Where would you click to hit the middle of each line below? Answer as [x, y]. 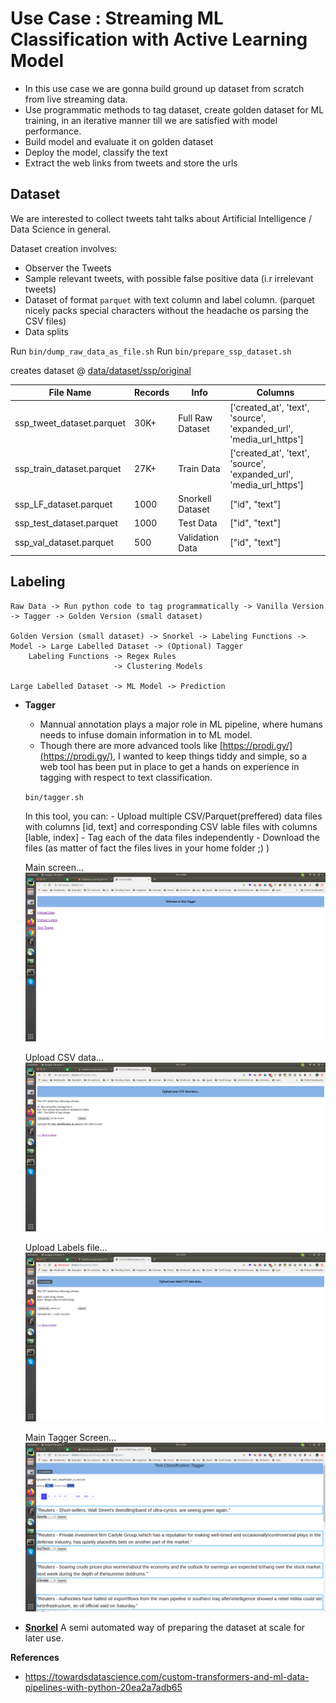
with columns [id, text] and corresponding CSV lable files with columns [171, 826]
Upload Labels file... [66, 1248]
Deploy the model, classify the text [96, 152]
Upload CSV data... [64, 1057]
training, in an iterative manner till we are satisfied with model [151, 120]
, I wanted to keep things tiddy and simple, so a [210, 756]
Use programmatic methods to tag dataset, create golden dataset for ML [174, 109]
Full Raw [195, 418]
